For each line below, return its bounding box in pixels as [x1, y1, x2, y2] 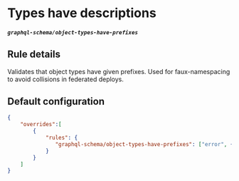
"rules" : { [45, 134, 78, 142]
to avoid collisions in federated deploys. [7, 75, 124, 83]
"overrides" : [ [20, 121, 62, 128]
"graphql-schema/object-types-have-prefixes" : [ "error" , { [55, 140, 234, 148]
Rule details [7, 48, 60, 61]
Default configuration [7, 95, 105, 108]
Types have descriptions [7, 5, 156, 21]
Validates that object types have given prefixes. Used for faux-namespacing [7, 67, 230, 76]
